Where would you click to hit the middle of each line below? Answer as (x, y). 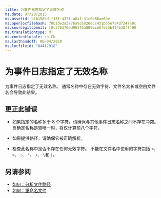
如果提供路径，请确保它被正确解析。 (49, 138)
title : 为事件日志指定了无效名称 (35, 10)
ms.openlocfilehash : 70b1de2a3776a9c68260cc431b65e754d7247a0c (71, 23)
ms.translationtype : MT (29, 32)
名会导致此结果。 (22, 92)
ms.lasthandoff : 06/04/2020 (34, 42)
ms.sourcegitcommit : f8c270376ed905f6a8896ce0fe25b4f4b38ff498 (71, 28)
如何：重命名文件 (29, 191)
